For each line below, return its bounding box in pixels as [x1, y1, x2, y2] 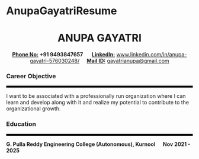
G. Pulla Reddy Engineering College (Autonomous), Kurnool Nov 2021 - [6, 141, 191, 148]
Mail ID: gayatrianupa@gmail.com [86, 58, 170, 65]
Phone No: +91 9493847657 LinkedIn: [12, 51, 115, 58]
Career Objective [6, 72, 56, 81]
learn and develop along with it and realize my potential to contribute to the [6, 99, 190, 106]
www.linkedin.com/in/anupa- [116, 51, 187, 58]
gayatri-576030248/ [29, 58, 80, 65]
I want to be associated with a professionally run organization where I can [6, 93, 186, 100]
